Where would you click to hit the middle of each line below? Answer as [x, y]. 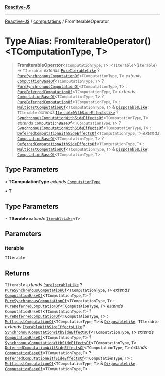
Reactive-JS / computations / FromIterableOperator [57, 21]
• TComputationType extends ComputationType [53, 181]
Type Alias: [29, 41]
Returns [18, 273]
